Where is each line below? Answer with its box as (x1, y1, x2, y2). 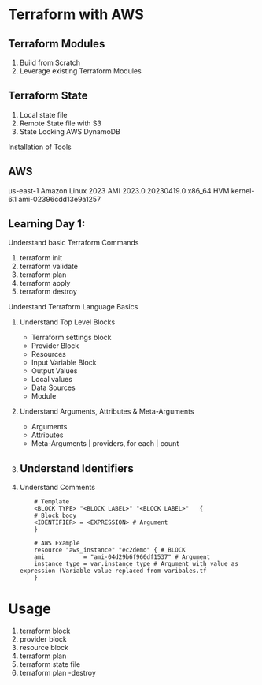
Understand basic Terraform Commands (8, 238, 139, 248)
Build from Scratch (19, 58, 81, 67)
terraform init (19, 253, 63, 263)
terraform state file (19, 660, 81, 669)
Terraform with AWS (8, 6, 144, 24)
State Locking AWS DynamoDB (19, 126, 120, 136)
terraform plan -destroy (19, 668, 97, 678)
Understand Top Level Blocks (19, 317, 116, 327)
